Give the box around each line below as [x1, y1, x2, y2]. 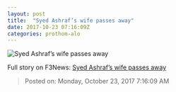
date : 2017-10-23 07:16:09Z [7, 23, 90, 30]
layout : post [7, 10, 46, 18]
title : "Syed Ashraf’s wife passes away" [7, 17, 134, 24]
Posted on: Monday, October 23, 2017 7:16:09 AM [24, 77, 170, 86]
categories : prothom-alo [7, 30, 81, 38]
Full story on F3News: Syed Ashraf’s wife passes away [7, 63, 167, 71]
